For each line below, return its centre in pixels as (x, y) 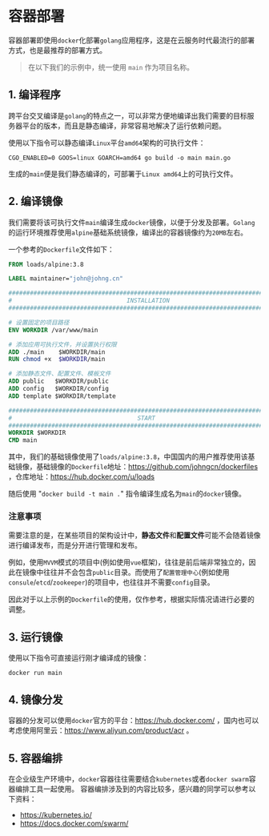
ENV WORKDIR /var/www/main (53, 330)
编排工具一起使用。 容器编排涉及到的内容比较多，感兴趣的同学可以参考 (132, 789)
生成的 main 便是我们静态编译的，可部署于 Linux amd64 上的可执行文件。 (123, 174)
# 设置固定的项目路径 (39, 322)
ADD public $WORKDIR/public (59, 381)
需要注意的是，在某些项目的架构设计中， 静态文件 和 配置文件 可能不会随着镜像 (134, 535)
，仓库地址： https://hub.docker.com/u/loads (81, 476)
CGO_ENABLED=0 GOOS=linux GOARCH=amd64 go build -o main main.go (119, 158)
